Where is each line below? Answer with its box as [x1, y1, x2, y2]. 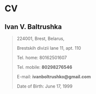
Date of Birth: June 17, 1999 [16, 83, 73, 89]
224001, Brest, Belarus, [16, 35, 65, 41]
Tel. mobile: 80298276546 [16, 64, 73, 70]
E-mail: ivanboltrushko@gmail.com [16, 74, 91, 79]
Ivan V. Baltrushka [4, 23, 62, 31]
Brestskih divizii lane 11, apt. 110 [16, 45, 81, 51]
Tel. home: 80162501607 [16, 55, 67, 61]
